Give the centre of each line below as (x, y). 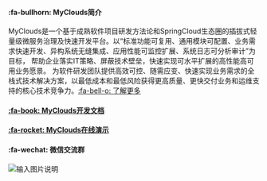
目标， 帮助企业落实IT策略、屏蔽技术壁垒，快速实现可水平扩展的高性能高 (128, 61)
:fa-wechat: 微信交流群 (47, 149)
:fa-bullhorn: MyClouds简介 (55, 12)
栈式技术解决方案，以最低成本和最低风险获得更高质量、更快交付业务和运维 (130, 81)
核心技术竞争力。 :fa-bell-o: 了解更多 (81, 90)
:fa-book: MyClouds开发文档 (57, 110)
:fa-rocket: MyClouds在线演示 (59, 130)
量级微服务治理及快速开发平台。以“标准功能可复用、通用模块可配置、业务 (129, 41)
